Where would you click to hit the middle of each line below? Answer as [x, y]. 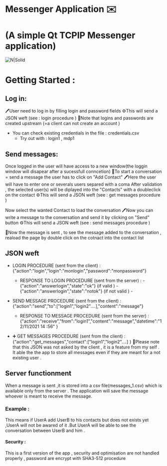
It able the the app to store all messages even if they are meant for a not [86, 352]
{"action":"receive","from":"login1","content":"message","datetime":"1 [91, 321]
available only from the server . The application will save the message [77, 390]
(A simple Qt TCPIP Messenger [70, 35]
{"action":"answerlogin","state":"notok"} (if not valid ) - [76, 291]
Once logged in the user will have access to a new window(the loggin [77, 166]
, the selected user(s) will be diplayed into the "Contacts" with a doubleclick [83, 189]
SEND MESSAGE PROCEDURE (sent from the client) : [67, 300]
